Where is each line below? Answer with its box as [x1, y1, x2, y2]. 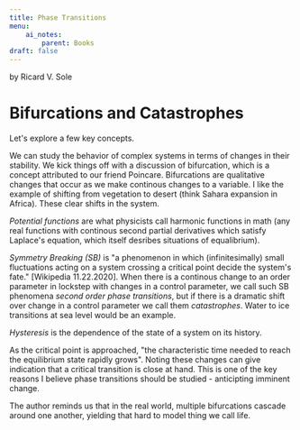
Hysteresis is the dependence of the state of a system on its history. [9, 327, 263, 338]
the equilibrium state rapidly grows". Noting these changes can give [9, 354, 261, 365]
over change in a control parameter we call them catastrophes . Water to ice [9, 300, 290, 311]
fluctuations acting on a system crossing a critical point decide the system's [9, 262, 292, 273]
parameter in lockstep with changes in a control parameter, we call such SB [9, 281, 290, 292]
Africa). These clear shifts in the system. [9, 198, 160, 209]
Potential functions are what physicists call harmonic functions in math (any [9, 215, 291, 226]
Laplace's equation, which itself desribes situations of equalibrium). [9, 235, 260, 246]
